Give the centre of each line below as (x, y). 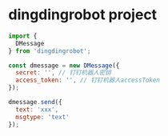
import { (23, 36)
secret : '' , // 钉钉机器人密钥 (64, 73)
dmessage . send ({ (35, 102)
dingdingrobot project (83, 15)
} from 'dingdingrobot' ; (50, 51)
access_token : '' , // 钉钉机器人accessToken (88, 80)
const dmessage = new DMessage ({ (64, 66)
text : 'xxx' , (37, 110)
